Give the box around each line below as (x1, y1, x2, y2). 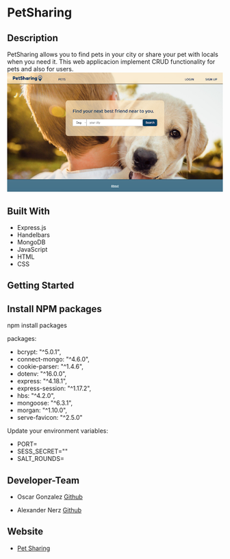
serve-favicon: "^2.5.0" (16, 414, 83, 422)
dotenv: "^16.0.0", (16, 370, 67, 378)
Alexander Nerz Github (16, 506, 82, 514)
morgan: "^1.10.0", (16, 406, 67, 414)
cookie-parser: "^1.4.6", (16, 362, 84, 371)
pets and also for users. (7, 65, 74, 73)
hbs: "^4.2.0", (16, 392, 55, 400)
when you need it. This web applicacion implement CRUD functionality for (7, 58, 216, 66)
